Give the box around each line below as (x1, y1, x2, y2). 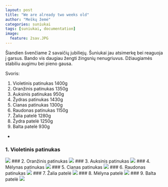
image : (5, 31, 19, 36)
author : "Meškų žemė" (5, 17, 51, 22)
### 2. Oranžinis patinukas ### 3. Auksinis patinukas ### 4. (11, 158, 151, 164)
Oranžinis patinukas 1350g (12, 85, 68, 91)
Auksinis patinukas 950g (12, 91, 64, 97)
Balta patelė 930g (12, 123, 50, 130)
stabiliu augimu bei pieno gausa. (5, 60, 73, 67)
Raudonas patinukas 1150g (12, 107, 68, 113)
